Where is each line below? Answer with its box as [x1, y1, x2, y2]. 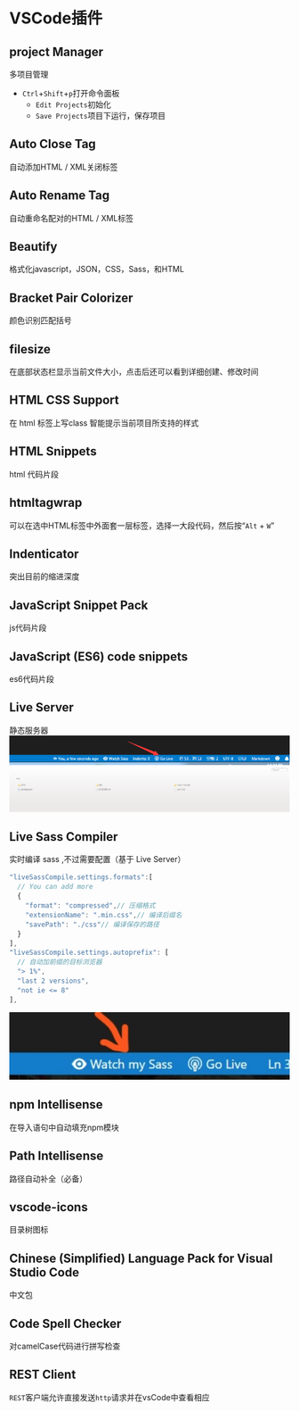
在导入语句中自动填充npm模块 [9, 1122, 120, 1133]
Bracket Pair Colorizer [9, 290, 133, 305]
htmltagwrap [9, 495, 83, 510]
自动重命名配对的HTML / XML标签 [9, 212, 134, 223]
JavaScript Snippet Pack [9, 597, 149, 612]
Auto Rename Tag [9, 188, 109, 203]
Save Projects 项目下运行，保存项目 [35, 111, 166, 120]
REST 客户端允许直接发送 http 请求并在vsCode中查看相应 [9, 1391, 210, 1402]
